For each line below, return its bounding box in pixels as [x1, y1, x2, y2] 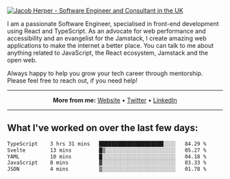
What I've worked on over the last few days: [7, 122, 199, 134]
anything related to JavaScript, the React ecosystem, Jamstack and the [7, 49, 209, 57]
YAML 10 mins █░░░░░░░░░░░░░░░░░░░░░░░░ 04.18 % [7, 153, 207, 160]
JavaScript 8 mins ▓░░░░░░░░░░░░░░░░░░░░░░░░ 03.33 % [7, 159, 207, 167]
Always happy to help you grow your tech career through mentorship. [7, 69, 203, 77]
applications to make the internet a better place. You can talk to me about [7, 42, 214, 49]
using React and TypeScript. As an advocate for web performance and [7, 27, 207, 35]
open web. [7, 56, 38, 64]
